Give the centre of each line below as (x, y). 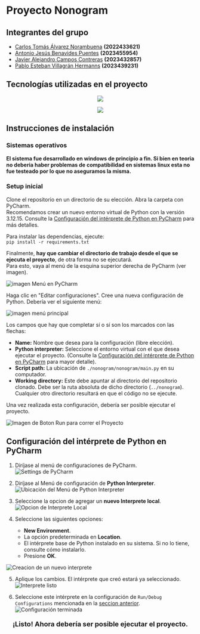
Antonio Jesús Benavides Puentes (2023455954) (76, 53)
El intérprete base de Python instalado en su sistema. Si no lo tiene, (107, 543)
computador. (30, 374)
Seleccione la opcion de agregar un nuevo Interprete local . (88, 501)
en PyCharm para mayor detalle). (56, 361)
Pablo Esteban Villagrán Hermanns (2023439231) (76, 66)
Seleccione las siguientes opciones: (59, 519)
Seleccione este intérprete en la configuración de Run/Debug (88, 596)
